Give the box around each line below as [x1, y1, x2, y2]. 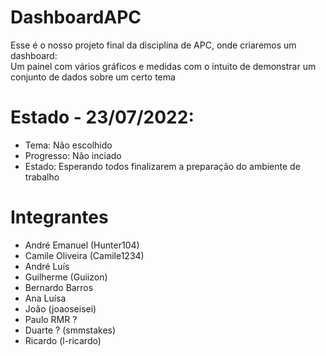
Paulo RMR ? [24, 313, 78, 325]
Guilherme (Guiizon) [24, 271, 108, 283]
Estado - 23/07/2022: [10, 106, 195, 129]
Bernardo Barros [24, 281, 94, 293]
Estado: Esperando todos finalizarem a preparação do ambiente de [24, 160, 301, 172]
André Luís [24, 260, 70, 272]
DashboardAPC [10, 6, 142, 29]
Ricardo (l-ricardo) [24, 334, 102, 346]
